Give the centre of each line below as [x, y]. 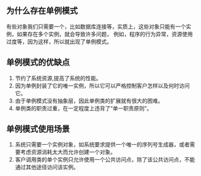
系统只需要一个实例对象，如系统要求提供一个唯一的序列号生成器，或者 [102, 145]
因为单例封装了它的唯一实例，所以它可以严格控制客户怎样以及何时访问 [102, 86]
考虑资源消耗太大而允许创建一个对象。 [68, 152]
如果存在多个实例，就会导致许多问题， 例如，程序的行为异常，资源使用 [105, 34]
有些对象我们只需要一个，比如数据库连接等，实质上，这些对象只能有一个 [96, 27]
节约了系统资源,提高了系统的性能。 [58, 78]
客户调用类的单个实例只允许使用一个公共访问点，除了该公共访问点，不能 [105, 160]
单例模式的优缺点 [38, 62]
